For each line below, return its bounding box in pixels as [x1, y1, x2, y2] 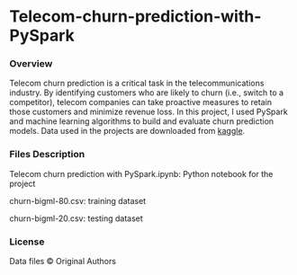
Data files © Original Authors [9, 256, 117, 267]
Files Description [9, 148, 85, 161]
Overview [9, 58, 53, 70]
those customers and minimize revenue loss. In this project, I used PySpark [9, 106, 288, 118]
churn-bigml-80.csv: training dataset [9, 195, 147, 206]
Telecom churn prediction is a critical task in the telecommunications [9, 78, 265, 89]
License [9, 235, 45, 248]
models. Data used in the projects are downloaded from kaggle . [9, 126, 246, 137]
